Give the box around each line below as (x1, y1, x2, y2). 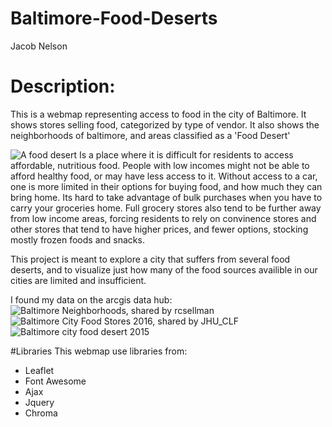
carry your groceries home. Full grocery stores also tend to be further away (10, 202, 322, 214)
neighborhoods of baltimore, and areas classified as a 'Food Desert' (10, 129, 291, 141)
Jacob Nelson (10, 40, 68, 52)
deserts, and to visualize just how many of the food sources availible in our (10, 263, 318, 276)
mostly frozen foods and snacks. (10, 233, 145, 246)
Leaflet (24, 364, 55, 376)
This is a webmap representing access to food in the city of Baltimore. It (10, 108, 307, 120)
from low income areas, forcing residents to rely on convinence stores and (10, 212, 317, 224)
